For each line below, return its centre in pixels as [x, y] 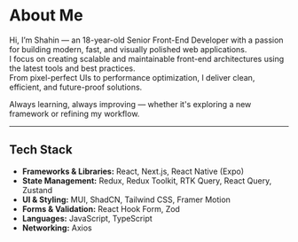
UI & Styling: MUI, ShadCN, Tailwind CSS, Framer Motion [126, 199]
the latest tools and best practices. [72, 68]
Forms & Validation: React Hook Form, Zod [101, 208]
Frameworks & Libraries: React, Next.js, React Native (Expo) [133, 171]
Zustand [37, 190]
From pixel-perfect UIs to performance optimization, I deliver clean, [132, 77]
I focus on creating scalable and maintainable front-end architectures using [147, 59]
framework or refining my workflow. [74, 113]
